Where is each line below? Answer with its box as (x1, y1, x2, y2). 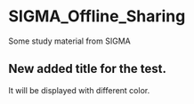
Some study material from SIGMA (8, 36, 131, 46)
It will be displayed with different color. (8, 84, 150, 95)
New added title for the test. (8, 61, 166, 76)
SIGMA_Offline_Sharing (8, 6, 186, 27)
